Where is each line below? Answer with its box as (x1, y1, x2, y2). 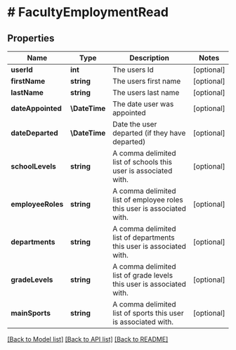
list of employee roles (112, 195, 184, 205)
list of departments (112, 233, 176, 242)
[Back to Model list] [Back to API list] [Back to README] (7, 335, 169, 343)
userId (11, 65, 33, 74)
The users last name (112, 88, 180, 97)
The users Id (112, 65, 155, 74)
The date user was (112, 99, 174, 109)
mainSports (11, 309, 51, 318)
